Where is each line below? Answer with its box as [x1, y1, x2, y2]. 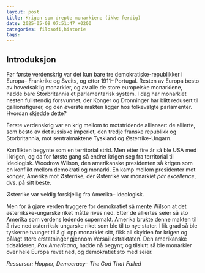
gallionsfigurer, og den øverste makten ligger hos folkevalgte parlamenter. [6, 103, 193, 110]
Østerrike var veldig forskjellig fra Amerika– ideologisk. [6, 190, 144, 198]
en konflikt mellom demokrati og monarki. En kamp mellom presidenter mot [6, 166, 196, 173]
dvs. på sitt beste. [6, 179, 52, 186]
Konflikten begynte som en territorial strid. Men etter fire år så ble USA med [6, 146, 197, 154]
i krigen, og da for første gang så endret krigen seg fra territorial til [6, 152, 174, 160]
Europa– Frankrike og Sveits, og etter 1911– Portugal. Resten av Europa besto [6, 77, 199, 84]
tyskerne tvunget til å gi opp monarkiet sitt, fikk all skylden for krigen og [6, 228, 188, 236]
